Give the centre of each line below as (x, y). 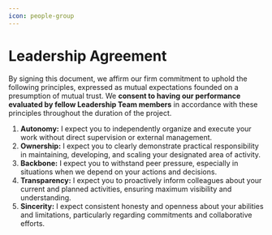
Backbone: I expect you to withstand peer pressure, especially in (129, 163)
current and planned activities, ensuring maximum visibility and (126, 189)
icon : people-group (41, 16)
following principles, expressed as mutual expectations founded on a (123, 87)
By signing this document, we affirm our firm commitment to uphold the (128, 79)
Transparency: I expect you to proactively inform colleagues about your (141, 180)
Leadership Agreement (88, 56)
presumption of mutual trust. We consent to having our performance (125, 96)
